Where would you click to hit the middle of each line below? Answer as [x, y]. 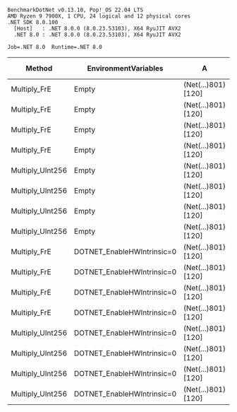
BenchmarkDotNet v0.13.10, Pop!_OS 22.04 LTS [75, 10]
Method [39, 68]
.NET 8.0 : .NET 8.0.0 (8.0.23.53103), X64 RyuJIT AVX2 [97, 35]
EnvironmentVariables [125, 68]
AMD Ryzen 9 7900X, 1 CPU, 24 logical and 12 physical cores [99, 16]
